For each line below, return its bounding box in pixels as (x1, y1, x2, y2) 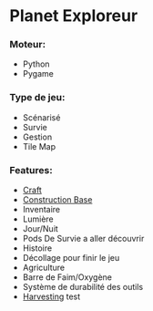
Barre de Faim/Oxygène (22, 272, 112, 283)
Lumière (22, 213, 55, 224)
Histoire (22, 243, 53, 254)
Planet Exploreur (9, 5, 138, 26)
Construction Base (22, 194, 93, 205)
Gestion (22, 131, 53, 142)
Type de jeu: (9, 91, 66, 104)
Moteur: (9, 38, 46, 51)
